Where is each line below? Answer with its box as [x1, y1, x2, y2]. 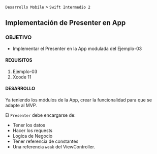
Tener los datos [12, 122, 46, 129]
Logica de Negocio [12, 133, 53, 139]
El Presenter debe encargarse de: [5, 112, 76, 118]
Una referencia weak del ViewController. [12, 144, 96, 150]
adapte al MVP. [5, 102, 37, 109]
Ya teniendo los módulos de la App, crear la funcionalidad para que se [5, 97, 152, 103]
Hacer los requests [12, 127, 52, 134]
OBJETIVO [5, 34, 32, 41]
